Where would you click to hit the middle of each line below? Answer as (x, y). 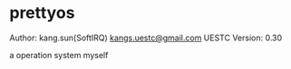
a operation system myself (59, 55)
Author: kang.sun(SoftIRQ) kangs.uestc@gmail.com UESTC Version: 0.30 (146, 38)
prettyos (42, 13)
